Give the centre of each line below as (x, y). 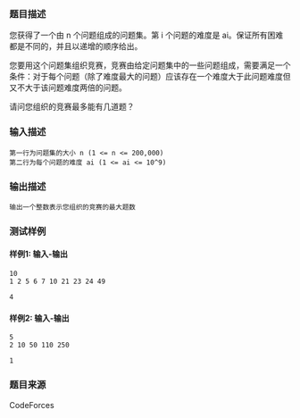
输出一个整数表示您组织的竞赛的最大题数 (72, 207)
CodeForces (32, 405)
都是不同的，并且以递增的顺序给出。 (76, 46)
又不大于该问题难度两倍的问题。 (68, 88)
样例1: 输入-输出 (39, 254)
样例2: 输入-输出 (39, 318)
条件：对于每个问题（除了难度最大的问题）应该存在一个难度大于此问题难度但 (150, 77)
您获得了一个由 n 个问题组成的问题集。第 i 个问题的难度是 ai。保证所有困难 (146, 35)
